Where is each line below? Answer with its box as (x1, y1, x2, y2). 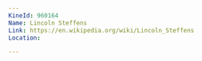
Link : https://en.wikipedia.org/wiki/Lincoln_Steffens (8, 26, 195, 34)
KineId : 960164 (8, 11, 59, 20)
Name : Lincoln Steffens (8, 19, 88, 27)
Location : (8, 33, 42, 42)
